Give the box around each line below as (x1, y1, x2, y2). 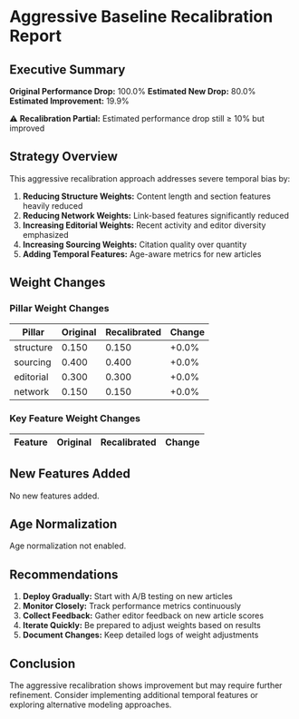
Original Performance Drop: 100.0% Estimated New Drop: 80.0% (9, 86, 256, 96)
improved (9, 123, 45, 133)
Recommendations (9, 566, 119, 582)
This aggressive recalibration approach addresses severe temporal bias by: (9, 172, 291, 183)
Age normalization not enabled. (9, 540, 127, 551)
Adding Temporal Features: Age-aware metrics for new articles (22, 248, 262, 260)
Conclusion (9, 655, 76, 671)
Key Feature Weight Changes (9, 412, 140, 425)
